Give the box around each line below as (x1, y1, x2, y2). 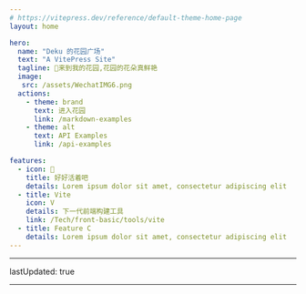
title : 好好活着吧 (25, 173, 89, 182)
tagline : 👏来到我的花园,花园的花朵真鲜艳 (17, 64, 158, 73)
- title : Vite (17, 190, 71, 199)
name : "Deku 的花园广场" (17, 46, 105, 56)
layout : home (9, 22, 59, 31)
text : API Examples (33, 131, 107, 141)
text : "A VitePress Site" (17, 56, 117, 65)
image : (17, 72, 43, 82)
